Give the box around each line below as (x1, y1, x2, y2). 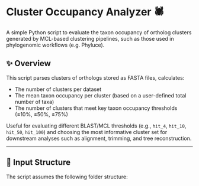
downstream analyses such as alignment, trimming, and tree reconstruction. (6, 135, 192, 142)
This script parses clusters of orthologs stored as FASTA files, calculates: (6, 74, 185, 81)
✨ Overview (6, 58, 52, 68)
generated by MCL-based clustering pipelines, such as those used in (6, 35, 175, 42)
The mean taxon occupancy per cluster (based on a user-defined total (14, 92, 187, 99)
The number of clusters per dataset (14, 86, 102, 93)
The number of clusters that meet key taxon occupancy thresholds (14, 105, 178, 112)
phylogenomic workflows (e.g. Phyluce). (6, 41, 105, 48)
